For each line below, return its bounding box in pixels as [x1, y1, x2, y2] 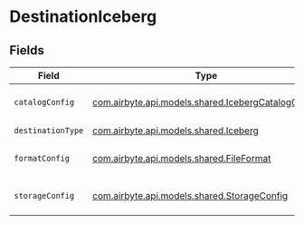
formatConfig [14, 153, 71, 163]
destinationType [14, 125, 84, 135]
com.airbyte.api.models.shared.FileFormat [91, 152, 271, 164]
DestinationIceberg [9, 6, 157, 27]
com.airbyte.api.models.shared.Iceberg [91, 124, 260, 137]
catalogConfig [14, 97, 75, 107]
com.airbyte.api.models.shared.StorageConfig [91, 190, 289, 201]
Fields [9, 43, 45, 58]
